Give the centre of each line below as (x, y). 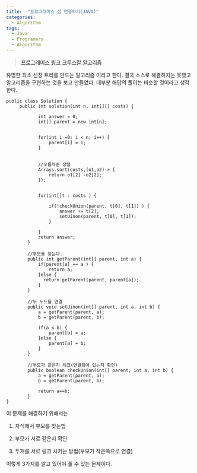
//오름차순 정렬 (54, 164)
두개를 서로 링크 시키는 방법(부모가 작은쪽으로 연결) (74, 451)
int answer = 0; (58, 116)
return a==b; (54, 391)
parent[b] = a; (67, 333)
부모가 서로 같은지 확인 (41, 438)
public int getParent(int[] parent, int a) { (85, 259)
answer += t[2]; (79, 211)
